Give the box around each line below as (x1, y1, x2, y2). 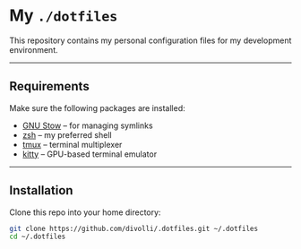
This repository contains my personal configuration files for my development (9, 35, 292, 46)
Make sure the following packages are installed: (9, 102, 185, 113)
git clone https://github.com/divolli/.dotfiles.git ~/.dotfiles (9, 224, 258, 233)
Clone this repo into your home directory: (9, 207, 161, 218)
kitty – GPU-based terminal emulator (21, 149, 158, 159)
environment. (9, 44, 58, 55)
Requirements (9, 79, 90, 94)
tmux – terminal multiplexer (21, 139, 123, 150)
